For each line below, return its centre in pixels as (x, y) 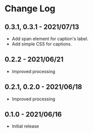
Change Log (30, 9)
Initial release (25, 126)
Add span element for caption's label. (50, 39)
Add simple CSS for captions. (42, 44)
